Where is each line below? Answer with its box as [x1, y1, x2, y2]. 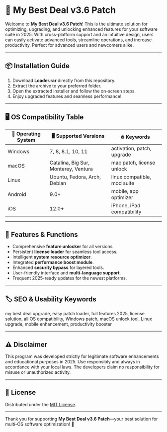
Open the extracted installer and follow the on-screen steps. [12, 88, 136, 94]
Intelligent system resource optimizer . [12, 254, 92, 260]
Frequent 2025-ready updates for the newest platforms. [12, 275, 127, 281]
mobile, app [111, 187, 139, 194]
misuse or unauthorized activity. [5, 369, 71, 375]
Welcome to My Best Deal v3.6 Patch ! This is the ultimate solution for [5, 21, 148, 27]
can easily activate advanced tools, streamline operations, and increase [5, 37, 152, 43]
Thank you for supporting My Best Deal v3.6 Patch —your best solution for [5, 416, 158, 422]
